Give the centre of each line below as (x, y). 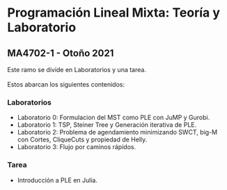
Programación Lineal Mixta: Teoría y (114, 13)
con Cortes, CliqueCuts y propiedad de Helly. (82, 139)
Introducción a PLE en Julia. (57, 180)
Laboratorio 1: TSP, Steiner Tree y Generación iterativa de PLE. (107, 125)
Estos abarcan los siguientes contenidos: (66, 84)
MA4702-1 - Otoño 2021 (61, 53)
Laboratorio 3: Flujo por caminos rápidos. (77, 147)
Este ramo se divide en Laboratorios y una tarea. (77, 70)
